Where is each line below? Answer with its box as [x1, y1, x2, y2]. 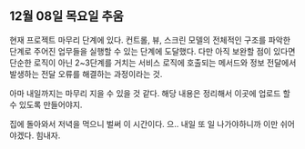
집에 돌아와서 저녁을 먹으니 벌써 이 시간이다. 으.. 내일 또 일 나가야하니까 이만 [9, 118, 279, 129]
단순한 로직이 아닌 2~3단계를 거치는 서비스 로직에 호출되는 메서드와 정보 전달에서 [9, 57, 297, 68]
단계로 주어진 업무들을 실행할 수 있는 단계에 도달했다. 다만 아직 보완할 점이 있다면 [9, 45, 296, 56]
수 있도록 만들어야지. [9, 99, 83, 110]
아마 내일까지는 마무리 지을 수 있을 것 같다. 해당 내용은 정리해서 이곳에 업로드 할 [9, 87, 291, 98]
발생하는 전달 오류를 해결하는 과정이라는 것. [9, 68, 163, 79]
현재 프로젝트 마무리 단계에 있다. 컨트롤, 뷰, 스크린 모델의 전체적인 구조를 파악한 [9, 35, 291, 45]
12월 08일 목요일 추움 [9, 8, 125, 25]
